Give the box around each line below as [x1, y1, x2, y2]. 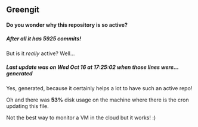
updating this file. [6, 102, 49, 109]
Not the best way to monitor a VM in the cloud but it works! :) [6, 114, 156, 121]
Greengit [6, 5, 40, 15]
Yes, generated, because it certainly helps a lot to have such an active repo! [6, 84, 193, 91]
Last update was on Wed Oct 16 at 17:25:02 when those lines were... [6, 63, 179, 71]
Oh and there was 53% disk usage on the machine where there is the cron [6, 96, 189, 103]
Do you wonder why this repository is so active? [6, 21, 128, 28]
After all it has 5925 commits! [6, 35, 82, 42]
